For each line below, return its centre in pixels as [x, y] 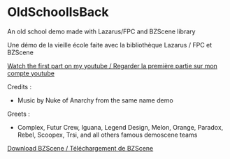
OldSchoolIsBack [58, 12]
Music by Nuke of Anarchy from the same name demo [95, 100]
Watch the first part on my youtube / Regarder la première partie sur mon [113, 66]
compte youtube [31, 73]
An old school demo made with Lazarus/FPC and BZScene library [101, 31]
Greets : [19, 114]
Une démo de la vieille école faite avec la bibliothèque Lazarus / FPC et [110, 45]
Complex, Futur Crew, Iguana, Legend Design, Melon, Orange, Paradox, [120, 127]
